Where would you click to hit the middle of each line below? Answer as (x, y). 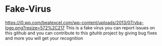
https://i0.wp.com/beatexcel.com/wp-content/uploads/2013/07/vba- (74, 23)
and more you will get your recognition (44, 38)
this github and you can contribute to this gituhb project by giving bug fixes (81, 33)
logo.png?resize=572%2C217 (35, 27)
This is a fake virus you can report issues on (110, 27)
